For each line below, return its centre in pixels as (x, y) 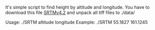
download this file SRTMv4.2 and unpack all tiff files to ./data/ (70, 12)
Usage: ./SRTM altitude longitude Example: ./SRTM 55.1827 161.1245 (76, 22)
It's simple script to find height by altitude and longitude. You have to (77, 7)
